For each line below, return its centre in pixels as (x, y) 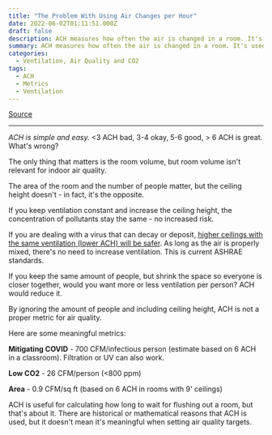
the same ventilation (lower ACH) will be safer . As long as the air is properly (134, 243)
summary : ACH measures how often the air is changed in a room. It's (128, 46)
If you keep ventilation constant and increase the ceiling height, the (120, 211)
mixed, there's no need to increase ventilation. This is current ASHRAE (125, 252)
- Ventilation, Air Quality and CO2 (77, 62)
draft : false (30, 31)
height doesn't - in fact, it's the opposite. (76, 194)
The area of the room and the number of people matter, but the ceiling (125, 186)
